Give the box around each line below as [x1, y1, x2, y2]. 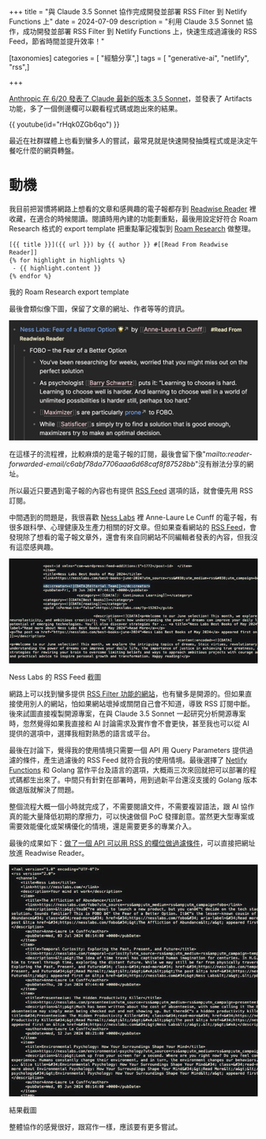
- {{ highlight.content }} [12, 264, 102, 272]
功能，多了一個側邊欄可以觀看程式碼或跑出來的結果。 [9, 104, 182, 113]
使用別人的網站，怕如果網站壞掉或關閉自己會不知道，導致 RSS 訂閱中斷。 [15, 698, 255, 708]
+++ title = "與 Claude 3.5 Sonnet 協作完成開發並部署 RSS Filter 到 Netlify [9, 7, 247, 16]
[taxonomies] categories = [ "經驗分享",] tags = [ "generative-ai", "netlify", [9, 54, 249, 62]
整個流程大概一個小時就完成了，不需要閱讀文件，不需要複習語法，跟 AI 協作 [9, 801, 255, 811]
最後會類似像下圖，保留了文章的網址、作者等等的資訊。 [9, 304, 189, 313]
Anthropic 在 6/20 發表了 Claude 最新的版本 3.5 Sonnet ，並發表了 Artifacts [9, 94, 253, 103]
